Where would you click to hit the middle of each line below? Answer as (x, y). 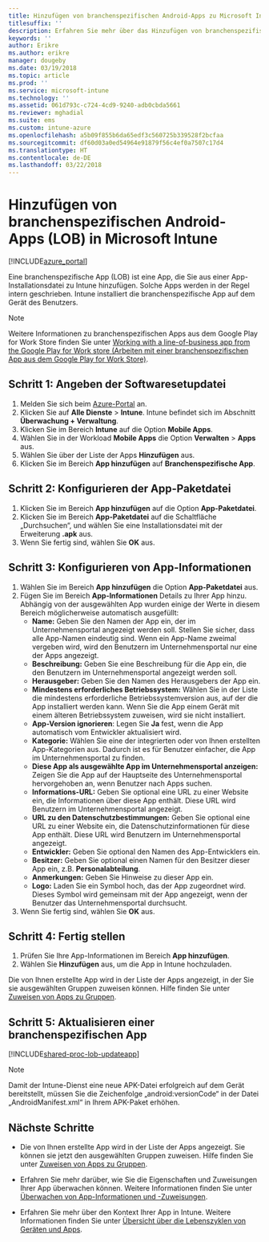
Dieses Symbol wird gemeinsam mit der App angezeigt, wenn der (140, 894)
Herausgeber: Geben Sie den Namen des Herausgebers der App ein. (146, 680)
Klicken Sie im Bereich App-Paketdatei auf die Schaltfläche (118, 517)
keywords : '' (30, 38)
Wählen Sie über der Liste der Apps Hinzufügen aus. (107, 455)
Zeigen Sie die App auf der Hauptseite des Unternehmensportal (137, 774)
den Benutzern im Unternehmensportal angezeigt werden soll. (134, 672)
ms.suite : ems (32, 121)
